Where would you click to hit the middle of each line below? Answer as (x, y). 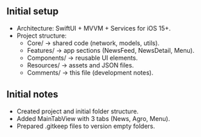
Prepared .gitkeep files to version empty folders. (86, 126)
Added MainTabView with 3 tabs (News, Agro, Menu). (93, 118)
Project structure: (41, 35)
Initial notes (32, 94)
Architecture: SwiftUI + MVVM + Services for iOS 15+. (94, 28)
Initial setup (33, 11)
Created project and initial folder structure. (78, 111)
